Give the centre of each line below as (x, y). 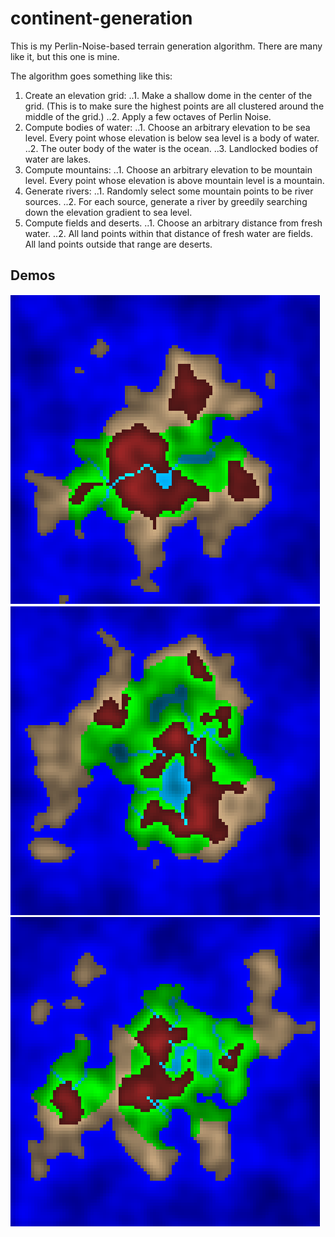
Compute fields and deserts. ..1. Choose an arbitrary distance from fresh (173, 223)
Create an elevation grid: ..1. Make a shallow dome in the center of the (168, 95)
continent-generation (101, 18)
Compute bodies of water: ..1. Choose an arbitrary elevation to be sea (167, 127)
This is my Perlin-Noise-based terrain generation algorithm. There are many (166, 46)
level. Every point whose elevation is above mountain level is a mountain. (174, 180)
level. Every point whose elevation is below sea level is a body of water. (172, 138)
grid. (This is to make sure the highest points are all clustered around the (174, 106)
